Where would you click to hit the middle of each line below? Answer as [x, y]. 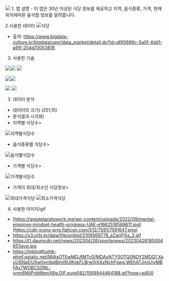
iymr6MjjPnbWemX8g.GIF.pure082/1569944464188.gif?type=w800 [83, 273]
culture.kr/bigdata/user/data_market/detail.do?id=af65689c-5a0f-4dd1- [88, 42]
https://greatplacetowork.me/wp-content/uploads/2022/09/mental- [85, 219]
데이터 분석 [24, 99]
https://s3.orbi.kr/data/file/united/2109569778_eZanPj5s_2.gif [77, 235]
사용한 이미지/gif [29, 209]
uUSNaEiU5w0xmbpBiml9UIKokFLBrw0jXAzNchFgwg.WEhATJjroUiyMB [88, 262]
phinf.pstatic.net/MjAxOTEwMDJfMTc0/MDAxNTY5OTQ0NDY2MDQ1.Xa [88, 257]
